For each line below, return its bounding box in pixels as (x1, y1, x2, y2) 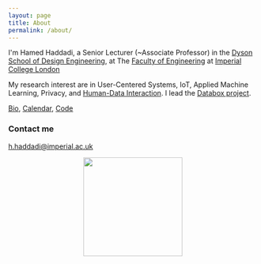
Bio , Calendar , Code (8, 104, 74, 113)
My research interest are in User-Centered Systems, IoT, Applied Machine (8, 80, 249, 89)
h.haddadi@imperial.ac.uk (8, 141, 93, 151)
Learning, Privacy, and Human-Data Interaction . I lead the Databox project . (8, 89, 252, 98)
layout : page (8, 11, 51, 20)
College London (8, 65, 61, 74)
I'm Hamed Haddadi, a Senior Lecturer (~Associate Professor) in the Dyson (8, 48, 253, 58)
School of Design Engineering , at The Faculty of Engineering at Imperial (8, 56, 242, 66)
